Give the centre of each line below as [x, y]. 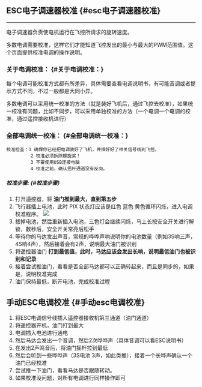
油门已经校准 [31, 363]
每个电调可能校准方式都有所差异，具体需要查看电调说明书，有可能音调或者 [98, 83]
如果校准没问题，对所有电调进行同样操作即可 [70, 378]
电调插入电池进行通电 [41, 333]
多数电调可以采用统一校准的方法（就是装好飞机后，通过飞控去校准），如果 [97, 104]
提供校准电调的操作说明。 [54, 52]
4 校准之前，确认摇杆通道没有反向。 [69, 169]
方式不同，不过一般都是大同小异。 [54, 91]
